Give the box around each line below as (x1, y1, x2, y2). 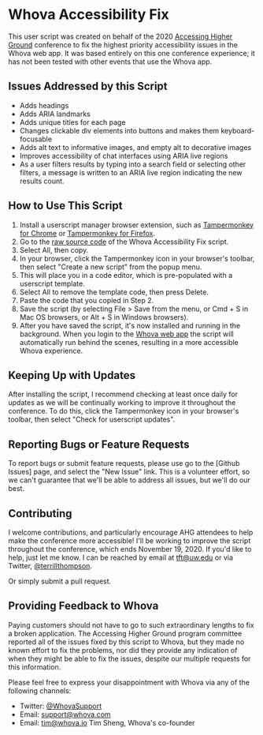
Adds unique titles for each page (19, 117, 126, 127)
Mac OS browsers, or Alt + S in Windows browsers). (19, 312, 189, 321)
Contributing (8, 507, 72, 520)
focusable (19, 134, 53, 144)
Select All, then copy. (19, 245, 89, 254)
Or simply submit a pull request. (8, 576, 112, 586)
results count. (19, 176, 65, 186)
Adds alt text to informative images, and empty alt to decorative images (19, 142, 252, 152)
